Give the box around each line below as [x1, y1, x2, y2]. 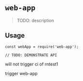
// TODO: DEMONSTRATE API [5, 53, 57, 57]
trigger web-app [5, 70, 38, 76]
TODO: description [16, 17, 55, 23]
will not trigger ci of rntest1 [5, 61, 58, 67]
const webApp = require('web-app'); [5, 44, 79, 49]
